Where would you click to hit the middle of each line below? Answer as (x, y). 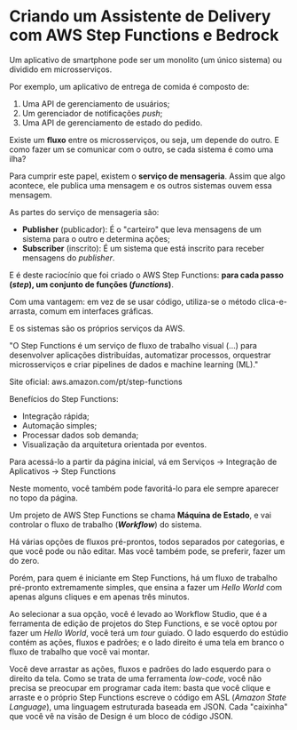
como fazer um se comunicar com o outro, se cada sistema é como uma (141, 149)
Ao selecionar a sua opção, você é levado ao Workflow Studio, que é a (138, 614)
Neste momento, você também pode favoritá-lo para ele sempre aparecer (144, 488)
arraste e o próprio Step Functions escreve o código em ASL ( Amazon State (148, 697)
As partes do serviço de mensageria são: (84, 212)
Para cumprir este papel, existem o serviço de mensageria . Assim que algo (147, 176)
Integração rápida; (56, 416)
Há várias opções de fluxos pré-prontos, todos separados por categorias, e (147, 541)
